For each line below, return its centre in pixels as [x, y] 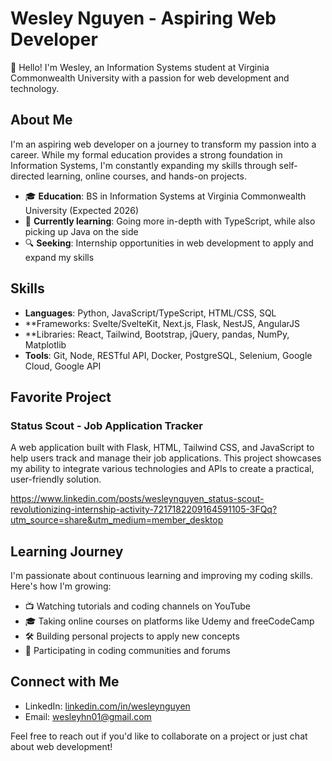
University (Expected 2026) [82, 210]
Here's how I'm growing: [61, 586]
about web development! [61, 746]
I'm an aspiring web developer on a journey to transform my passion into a [163, 144]
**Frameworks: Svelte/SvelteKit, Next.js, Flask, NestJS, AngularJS [162, 323]
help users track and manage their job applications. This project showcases [166, 458]
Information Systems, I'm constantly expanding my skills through [143, 165]
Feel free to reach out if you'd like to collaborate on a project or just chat [159, 736]
